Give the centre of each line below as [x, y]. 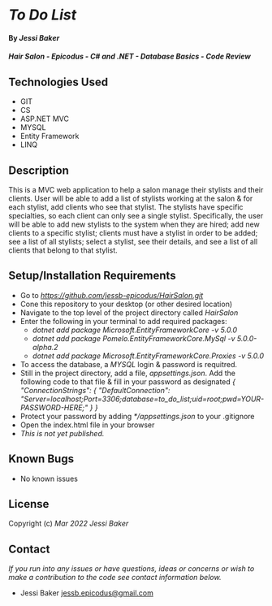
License [29, 504]
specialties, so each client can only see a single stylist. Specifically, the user [136, 216]
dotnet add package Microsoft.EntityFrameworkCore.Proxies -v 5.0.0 [148, 356]
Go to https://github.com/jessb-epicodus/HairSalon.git [112, 295]
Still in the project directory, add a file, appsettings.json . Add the [127, 373]
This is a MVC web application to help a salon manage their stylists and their [136, 190]
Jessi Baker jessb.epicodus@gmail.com [87, 593]
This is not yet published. [62, 433]
